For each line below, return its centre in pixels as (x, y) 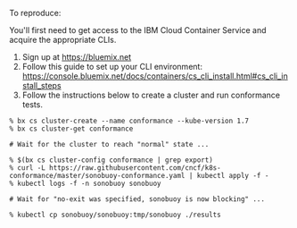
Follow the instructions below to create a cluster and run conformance (151, 95)
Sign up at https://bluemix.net (77, 57)
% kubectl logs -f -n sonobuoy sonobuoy (86, 183)
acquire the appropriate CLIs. (63, 40)
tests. (32, 105)
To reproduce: (35, 13)
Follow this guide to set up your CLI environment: (112, 67)
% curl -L (28, 168)
